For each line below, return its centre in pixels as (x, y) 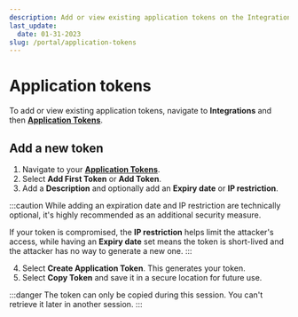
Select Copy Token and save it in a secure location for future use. (142, 277)
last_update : (33, 26)
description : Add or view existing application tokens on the (126, 17)
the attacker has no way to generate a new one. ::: (101, 251)
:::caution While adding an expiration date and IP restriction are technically (145, 206)
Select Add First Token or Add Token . (92, 179)
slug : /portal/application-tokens (73, 42)
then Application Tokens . (56, 120)
